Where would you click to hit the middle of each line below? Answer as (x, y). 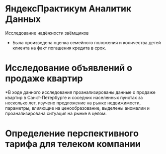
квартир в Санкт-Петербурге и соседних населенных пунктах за (74, 97)
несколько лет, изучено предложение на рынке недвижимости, (73, 103)
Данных (23, 19)
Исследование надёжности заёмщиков (47, 33)
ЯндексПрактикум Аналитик (68, 9)
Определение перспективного (72, 133)
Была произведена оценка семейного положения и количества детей (86, 42)
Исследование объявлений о (69, 68)
